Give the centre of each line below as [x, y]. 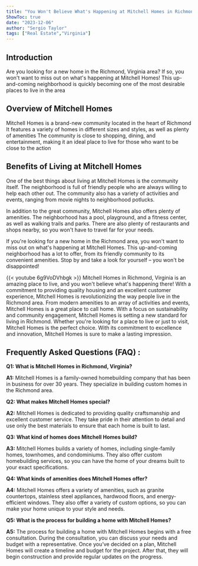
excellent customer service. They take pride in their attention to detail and [96, 419]
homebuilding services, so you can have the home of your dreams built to [95, 461]
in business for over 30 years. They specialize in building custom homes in [97, 384]
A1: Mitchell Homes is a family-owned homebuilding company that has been [98, 378]
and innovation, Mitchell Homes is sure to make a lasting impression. [89, 334]
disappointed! [23, 266]
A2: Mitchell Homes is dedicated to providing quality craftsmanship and [93, 413]
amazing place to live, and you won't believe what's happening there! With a [99, 284]
